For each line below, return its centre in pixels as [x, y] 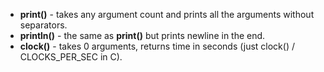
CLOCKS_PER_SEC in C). [71, 57]
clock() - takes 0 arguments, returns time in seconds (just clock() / [157, 46]
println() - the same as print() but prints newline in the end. [142, 35]
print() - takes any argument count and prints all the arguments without [167, 14]
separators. [43, 25]
